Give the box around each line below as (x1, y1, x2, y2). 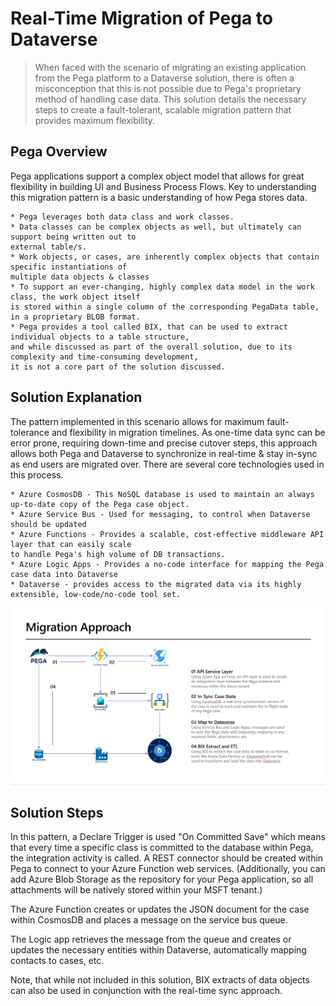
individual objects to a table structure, (10, 332, 190, 342)
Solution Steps (10, 804, 104, 821)
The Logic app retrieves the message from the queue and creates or (10, 933, 292, 946)
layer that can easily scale (10, 539, 132, 549)
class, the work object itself (10, 292, 141, 302)
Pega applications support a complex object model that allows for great (10, 170, 305, 182)
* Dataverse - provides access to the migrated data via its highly (10, 579, 302, 589)
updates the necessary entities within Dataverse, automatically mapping (10, 944, 307, 956)
